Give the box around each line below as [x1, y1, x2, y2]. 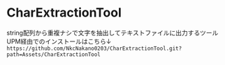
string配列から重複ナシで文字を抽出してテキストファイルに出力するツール [6, 28, 219, 37]
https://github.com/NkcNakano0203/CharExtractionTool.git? [6, 45, 182, 52]
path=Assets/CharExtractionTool [6, 50, 101, 58]
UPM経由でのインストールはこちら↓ [6, 37, 112, 46]
